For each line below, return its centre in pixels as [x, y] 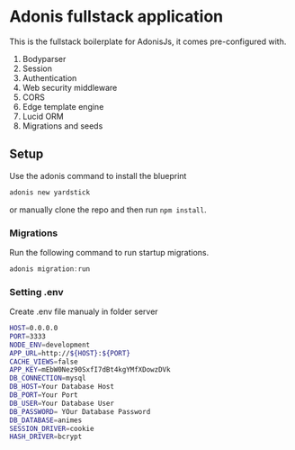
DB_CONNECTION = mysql [48, 378]
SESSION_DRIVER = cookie [52, 428]
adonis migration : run [50, 269]
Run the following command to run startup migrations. [109, 252]
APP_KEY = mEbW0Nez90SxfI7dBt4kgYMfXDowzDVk [90, 370]
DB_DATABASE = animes [46, 420]
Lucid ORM [43, 116]
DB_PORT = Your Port [44, 395]
